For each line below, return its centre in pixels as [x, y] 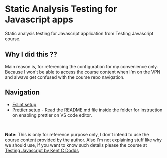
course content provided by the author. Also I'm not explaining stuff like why [83, 140]
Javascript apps [39, 20]
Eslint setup [24, 104]
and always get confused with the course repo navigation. [65, 77]
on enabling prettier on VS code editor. [52, 115]
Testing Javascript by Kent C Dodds [42, 150]
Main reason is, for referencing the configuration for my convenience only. [82, 66]
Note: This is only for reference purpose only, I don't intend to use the [77, 134]
